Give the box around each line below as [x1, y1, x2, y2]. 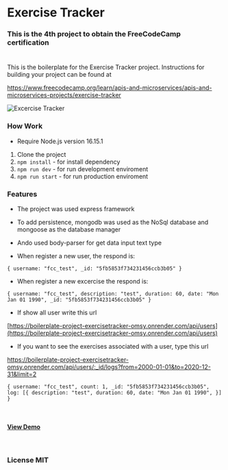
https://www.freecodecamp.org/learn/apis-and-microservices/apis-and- [7, 84, 212, 92]
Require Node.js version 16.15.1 [16, 137, 103, 145]
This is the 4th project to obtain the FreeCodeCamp [7, 29, 181, 39]
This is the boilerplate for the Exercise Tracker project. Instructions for [7, 63, 205, 71]
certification [7, 38, 49, 47]
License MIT [7, 456, 49, 465]
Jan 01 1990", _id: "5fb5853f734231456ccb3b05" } [7, 296, 152, 303]
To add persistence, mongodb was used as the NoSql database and [16, 218, 209, 226]
